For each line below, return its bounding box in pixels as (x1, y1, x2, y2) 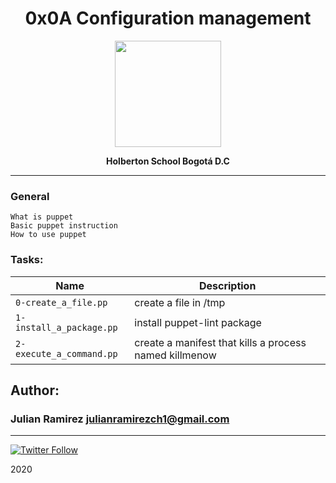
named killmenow (134, 348, 217, 362)
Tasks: (10, 253, 44, 267)
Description (198, 278, 257, 292)
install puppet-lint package (134, 315, 262, 329)
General (10, 189, 50, 203)
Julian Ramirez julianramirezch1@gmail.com (10, 412, 230, 426)
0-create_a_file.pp (15, 297, 108, 308)
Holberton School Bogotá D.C (106, 155, 230, 167)
